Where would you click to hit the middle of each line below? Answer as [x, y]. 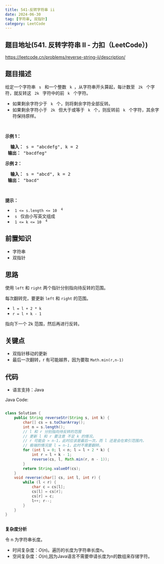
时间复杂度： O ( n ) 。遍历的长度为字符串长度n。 [59, 550]
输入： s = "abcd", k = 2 [40, 174]
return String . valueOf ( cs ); [52, 469]
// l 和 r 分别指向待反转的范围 [52, 432]
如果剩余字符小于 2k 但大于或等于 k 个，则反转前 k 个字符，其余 [83, 110]
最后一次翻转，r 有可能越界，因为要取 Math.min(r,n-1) [68, 360]
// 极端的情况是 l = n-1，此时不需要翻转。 [63, 445]
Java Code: [17, 400]
